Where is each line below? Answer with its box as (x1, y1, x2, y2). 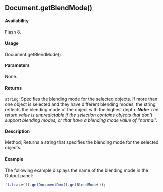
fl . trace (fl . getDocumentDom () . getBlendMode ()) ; (5, 182, 106, 187)
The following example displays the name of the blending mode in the (5, 167, 149, 173)
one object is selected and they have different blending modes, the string (5, 101, 156, 107)
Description (5, 128, 30, 134)
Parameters (5, 63, 30, 68)
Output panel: (5, 172, 33, 178)
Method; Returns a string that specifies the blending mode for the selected (5, 139, 159, 145)
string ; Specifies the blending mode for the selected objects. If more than (5, 96, 158, 102)
